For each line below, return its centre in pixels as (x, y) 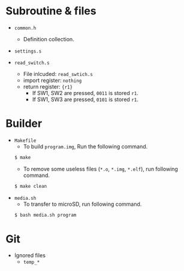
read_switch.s (32, 63)
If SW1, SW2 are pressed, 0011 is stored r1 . (85, 93)
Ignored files (30, 255)
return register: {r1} (48, 86)
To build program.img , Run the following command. (85, 146)
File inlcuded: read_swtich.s (58, 74)
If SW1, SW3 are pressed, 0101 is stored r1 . (85, 99)
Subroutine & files (51, 11)
